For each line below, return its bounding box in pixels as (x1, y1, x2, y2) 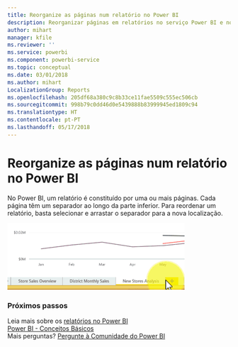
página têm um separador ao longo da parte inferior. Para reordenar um (7, 201, 216, 209)
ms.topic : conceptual (7, 64, 72, 71)
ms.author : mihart (7, 79, 62, 86)
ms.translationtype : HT (7, 109, 78, 116)
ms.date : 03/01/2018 (7, 71, 69, 78)
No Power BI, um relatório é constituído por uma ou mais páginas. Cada (7, 194, 216, 202)
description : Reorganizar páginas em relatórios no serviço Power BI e (7, 18, 223, 26)
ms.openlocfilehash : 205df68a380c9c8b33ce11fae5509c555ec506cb (7, 94, 198, 101)
